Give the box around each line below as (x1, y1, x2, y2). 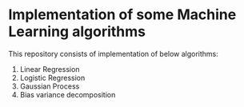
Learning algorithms (8, 22, 146, 41)
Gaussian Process (19, 81, 80, 91)
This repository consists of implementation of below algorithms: (8, 49, 218, 58)
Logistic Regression (19, 73, 86, 82)
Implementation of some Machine (8, 6, 237, 24)
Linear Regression (19, 64, 80, 73)
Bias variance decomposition (19, 89, 116, 99)
